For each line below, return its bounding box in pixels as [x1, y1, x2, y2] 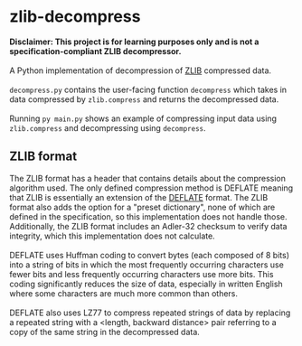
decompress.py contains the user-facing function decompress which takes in [9, 84, 288, 95]
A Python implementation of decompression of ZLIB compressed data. [9, 65, 272, 76]
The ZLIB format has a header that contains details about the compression [9, 173, 287, 183]
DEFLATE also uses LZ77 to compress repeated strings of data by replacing [9, 307, 291, 318]
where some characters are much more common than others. [9, 287, 238, 299]
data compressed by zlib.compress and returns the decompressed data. [9, 93, 279, 105]
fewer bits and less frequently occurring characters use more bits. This [9, 268, 274, 279]
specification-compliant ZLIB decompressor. [9, 45, 182, 56]
